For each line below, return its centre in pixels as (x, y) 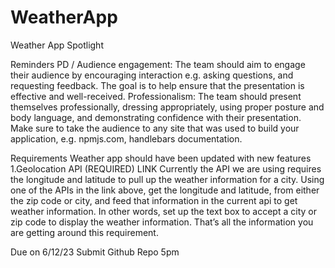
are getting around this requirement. (84, 232)
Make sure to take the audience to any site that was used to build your (155, 128)
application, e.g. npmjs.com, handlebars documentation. (126, 138)
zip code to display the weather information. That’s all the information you (162, 222)
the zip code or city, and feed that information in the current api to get (154, 200)
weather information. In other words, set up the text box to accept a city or (163, 211)
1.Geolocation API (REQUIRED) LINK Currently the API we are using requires (166, 168)
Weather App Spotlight (57, 45)
